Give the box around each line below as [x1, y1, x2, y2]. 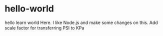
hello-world [4, 3, 54, 14]
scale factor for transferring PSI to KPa [4, 24, 84, 30]
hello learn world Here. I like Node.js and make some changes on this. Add [4, 19, 158, 25]
